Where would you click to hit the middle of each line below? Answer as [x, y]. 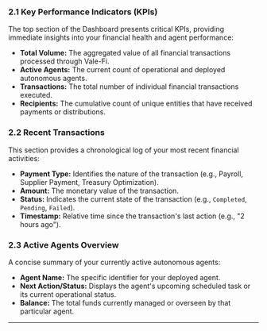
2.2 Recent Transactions [56, 133]
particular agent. [47, 311]
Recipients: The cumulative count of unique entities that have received [136, 104]
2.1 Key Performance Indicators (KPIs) [83, 12]
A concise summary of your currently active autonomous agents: [114, 262]
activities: [24, 158]
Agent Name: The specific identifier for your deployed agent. [120, 277]
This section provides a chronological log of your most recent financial [124, 150]
